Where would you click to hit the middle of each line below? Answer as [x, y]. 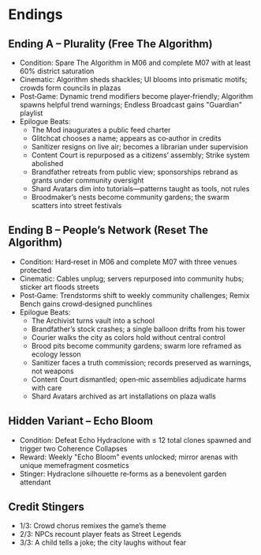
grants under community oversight [88, 180]
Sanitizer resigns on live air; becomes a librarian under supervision [140, 147]
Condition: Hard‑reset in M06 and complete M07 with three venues [128, 262]
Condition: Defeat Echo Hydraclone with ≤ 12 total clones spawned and [135, 440]
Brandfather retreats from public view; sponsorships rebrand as [134, 172]
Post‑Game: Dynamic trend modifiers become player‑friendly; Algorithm [136, 96]
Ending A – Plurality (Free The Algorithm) [110, 44]
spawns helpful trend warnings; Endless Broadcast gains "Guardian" [131, 105]
